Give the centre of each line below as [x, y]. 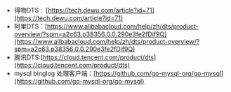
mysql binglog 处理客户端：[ [55, 73]
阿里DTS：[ [31, 26]
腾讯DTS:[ [28, 57]
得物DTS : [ [31, 10]
